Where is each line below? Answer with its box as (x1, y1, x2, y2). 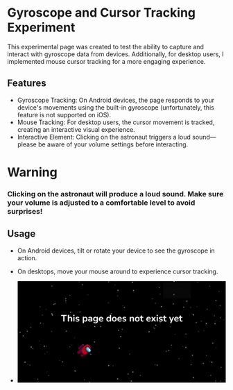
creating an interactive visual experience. (17, 125, 135, 133)
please (17, 140, 37, 149)
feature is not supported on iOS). (17, 110, 112, 119)
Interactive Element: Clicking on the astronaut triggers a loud (17, 133, 191, 141)
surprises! (7, 206, 43, 216)
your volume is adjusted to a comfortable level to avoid (7, 198, 196, 207)
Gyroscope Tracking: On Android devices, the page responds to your (17, 96, 215, 104)
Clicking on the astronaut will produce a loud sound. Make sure (7, 189, 224, 198)
